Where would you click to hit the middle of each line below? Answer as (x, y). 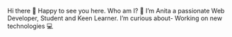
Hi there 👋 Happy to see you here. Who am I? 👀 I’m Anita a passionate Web (116, 11)
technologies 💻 (30, 26)
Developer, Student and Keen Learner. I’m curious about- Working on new (115, 18)
